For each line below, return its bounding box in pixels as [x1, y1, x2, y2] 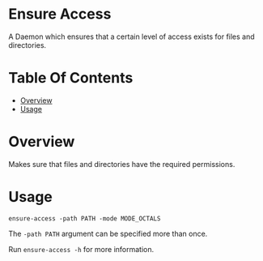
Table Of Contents [8, 69, 134, 88]
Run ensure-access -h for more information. [8, 244, 155, 254]
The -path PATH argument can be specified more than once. [8, 229, 208, 238]
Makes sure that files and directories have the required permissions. [8, 159, 235, 169]
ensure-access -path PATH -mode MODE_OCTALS [8, 214, 161, 223]
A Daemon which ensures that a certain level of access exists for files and [8, 32, 255, 41]
